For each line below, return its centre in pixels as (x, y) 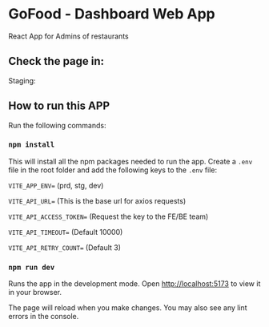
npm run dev (32, 267)
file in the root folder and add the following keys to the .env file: (113, 170)
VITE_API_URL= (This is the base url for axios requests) (97, 200)
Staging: (22, 80)
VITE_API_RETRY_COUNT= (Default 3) (65, 247)
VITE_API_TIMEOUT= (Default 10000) (66, 232)
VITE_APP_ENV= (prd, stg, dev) (56, 185)
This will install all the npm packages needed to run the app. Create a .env (130, 161)
